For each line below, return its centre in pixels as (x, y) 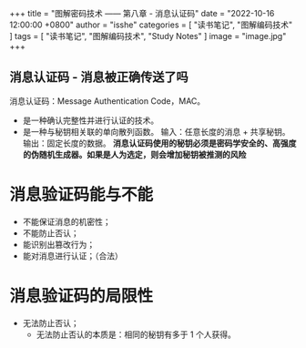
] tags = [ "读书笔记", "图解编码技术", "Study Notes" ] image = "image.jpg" (148, 36)
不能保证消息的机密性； (66, 221)
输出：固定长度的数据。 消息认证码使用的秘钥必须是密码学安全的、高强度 (159, 143)
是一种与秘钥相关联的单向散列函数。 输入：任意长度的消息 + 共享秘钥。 (156, 131)
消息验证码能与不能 (82, 195)
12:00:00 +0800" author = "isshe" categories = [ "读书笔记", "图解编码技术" (151, 25)
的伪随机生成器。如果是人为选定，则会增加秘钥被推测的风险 (134, 154)
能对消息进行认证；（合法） (72, 256)
